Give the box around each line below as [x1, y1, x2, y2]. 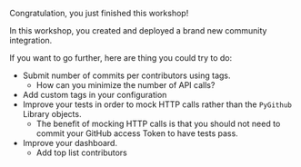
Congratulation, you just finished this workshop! [9, 8, 189, 18]
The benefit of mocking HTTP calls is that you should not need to [35, 118, 281, 129]
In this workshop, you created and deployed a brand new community [9, 25, 267, 35]
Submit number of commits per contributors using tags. [22, 70, 231, 81]
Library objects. [22, 109, 82, 119]
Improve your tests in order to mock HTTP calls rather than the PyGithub [22, 99, 293, 110]
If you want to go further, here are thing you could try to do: [9, 53, 233, 63]
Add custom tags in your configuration [22, 90, 167, 100]
